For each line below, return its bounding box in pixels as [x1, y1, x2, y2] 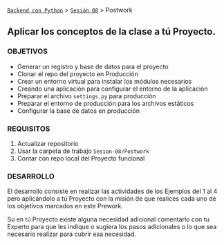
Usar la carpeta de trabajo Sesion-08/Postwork [17, 147, 150, 155]
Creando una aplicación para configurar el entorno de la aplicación [17, 84, 209, 93]
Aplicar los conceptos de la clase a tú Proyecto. [7, 26, 216, 37]
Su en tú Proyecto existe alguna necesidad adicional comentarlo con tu [7, 215, 209, 224]
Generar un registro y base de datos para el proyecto [17, 62, 169, 71]
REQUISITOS [7, 124, 50, 134]
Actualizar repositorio [17, 139, 79, 147]
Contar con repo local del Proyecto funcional [17, 154, 145, 162]
